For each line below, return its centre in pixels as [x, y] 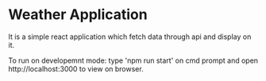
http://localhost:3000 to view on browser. [76, 68]
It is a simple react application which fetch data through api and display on [130, 37]
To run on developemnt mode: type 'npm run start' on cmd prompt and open [133, 60]
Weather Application [78, 15]
